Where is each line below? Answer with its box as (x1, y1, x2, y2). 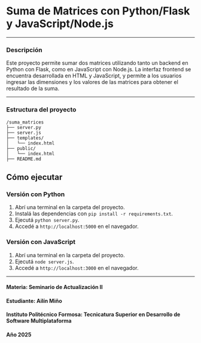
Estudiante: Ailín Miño (6, 297, 63, 304)
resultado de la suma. (6, 85, 60, 92)
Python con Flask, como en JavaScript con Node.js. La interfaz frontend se (6, 66, 191, 73)
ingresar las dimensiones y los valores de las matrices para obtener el (6, 79, 178, 86)
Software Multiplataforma (6, 317, 72, 324)
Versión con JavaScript (6, 238, 76, 246)
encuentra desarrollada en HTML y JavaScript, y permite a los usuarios (6, 72, 182, 79)
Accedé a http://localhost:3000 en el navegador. (14, 264, 139, 271)
